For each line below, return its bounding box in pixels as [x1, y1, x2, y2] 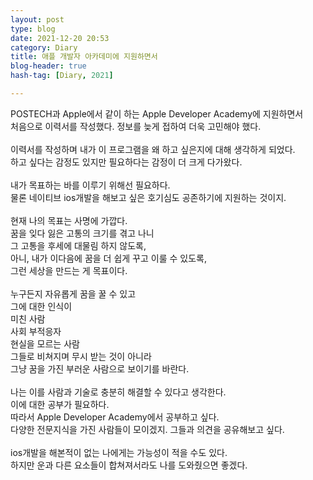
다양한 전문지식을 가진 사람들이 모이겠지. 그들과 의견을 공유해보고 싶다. [10, 423, 285, 435]
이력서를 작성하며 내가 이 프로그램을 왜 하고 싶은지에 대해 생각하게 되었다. [10, 143, 296, 155]
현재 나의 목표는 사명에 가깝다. [10, 214, 128, 226]
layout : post [10, 14, 65, 25]
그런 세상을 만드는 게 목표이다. [10, 264, 128, 276]
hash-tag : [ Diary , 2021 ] [10, 71, 114, 81]
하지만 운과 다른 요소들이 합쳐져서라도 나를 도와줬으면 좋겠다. [10, 459, 248, 471]
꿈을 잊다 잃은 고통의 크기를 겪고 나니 [10, 227, 155, 239]
